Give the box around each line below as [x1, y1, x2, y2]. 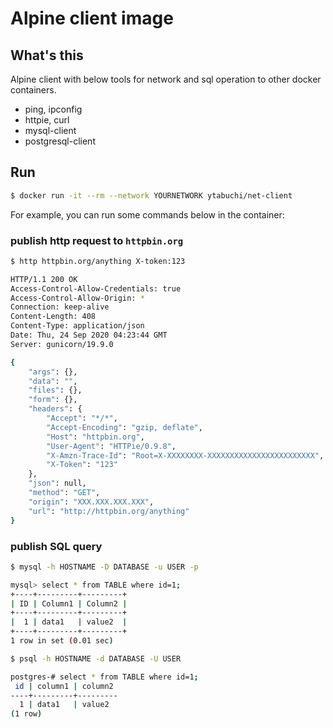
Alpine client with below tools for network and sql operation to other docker [10, 73, 322, 85]
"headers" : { [28, 404, 83, 414]
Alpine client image [10, 7, 174, 30]
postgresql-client [24, 135, 96, 147]
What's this [10, 47, 84, 64]
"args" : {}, [28, 367, 78, 377]
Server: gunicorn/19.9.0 [10, 339, 114, 349]
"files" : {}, [28, 385, 83, 396]
